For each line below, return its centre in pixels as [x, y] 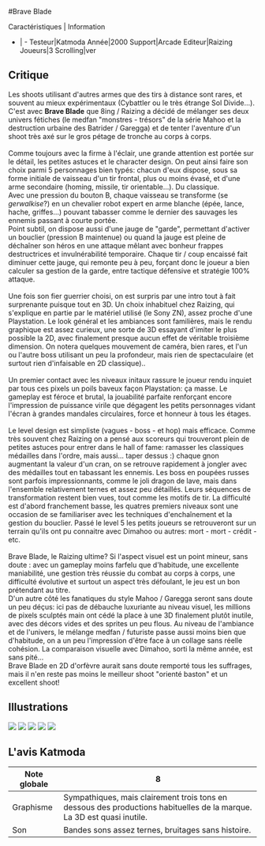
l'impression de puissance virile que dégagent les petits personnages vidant [132, 405]
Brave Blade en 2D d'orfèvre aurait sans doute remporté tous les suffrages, [130, 665]
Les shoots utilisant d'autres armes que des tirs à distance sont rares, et [125, 94]
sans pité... [26, 657]
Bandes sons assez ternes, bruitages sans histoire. [157, 830]
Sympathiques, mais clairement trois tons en [145, 798]
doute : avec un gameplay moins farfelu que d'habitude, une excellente [123, 565]
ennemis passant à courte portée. [63, 220]
